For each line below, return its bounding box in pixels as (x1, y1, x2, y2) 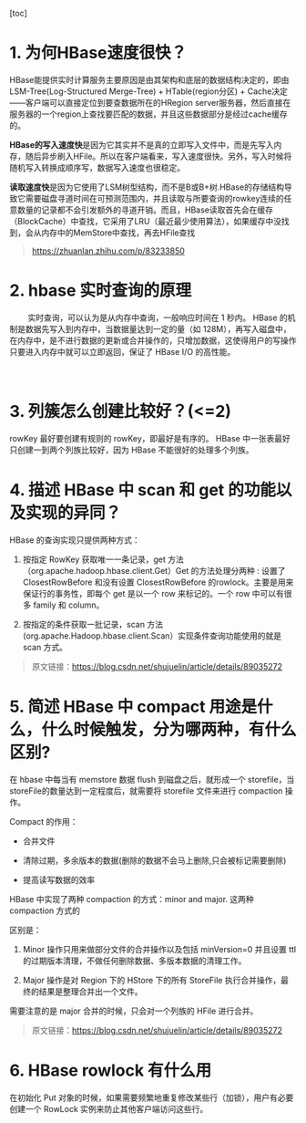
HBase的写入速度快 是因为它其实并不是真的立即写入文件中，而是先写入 (9, 139, 275, 150)
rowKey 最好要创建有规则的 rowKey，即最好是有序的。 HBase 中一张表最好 (9, 432, 291, 443)
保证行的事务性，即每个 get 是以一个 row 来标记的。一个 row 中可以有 (22, 587, 285, 598)
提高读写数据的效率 (22, 874, 96, 885)
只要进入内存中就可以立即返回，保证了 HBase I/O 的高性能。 (9, 346, 236, 357)
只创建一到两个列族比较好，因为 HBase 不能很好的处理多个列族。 (9, 444, 254, 455)
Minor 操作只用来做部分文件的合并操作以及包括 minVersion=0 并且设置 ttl (22, 943, 297, 954)
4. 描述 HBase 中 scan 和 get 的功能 (9, 480, 276, 500)
